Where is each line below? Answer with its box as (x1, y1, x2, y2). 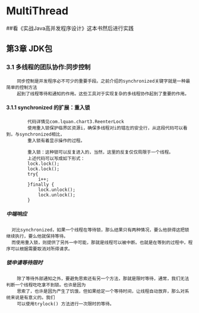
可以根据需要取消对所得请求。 (10, 246, 73, 252)
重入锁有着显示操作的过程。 (27, 137, 85, 143)
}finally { (27, 181, 55, 187)
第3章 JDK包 (6, 43, 53, 54)
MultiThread (6, 4, 69, 18)
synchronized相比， (19, 131, 65, 137)
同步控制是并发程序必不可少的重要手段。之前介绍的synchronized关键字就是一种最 (17, 78, 191, 84)
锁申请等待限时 (6, 259, 43, 266)
